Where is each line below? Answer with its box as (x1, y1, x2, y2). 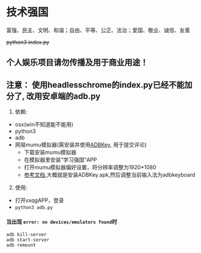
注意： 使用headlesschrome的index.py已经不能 (6, 79, 185, 90)
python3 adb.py (14, 205, 53, 211)
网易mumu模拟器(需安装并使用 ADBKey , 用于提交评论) (14, 141, 147, 148)
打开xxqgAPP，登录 (14, 197, 64, 204)
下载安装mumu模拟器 (23, 148, 77, 156)
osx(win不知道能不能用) (14, 121, 74, 128)
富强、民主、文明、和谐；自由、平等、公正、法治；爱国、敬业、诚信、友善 (6, 26, 190, 34)
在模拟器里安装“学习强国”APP (23, 156, 97, 163)
